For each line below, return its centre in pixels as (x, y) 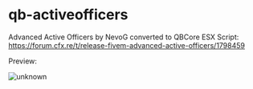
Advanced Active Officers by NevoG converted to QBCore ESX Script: (124, 37)
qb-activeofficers (68, 15)
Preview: (23, 61)
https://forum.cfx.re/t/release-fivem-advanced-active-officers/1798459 (126, 45)
